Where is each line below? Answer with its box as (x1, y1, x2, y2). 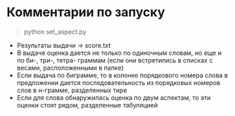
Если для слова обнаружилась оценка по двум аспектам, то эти (16, 93, 211, 102)
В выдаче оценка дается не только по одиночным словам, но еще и (16, 49, 222, 57)
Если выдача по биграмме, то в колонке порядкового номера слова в (16, 71, 228, 79)
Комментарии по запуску (6, 4, 165, 20)
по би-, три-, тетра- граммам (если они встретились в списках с (16, 56, 213, 64)
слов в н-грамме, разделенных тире (16, 86, 127, 94)
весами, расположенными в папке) (16, 63, 124, 72)
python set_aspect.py (23, 27, 87, 36)
